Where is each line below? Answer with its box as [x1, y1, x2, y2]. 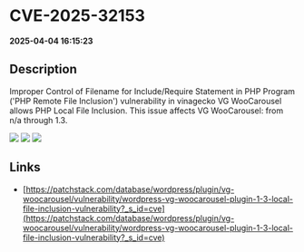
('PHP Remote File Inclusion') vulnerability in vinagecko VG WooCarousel [9, 95, 282, 106]
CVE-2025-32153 [9, 5, 145, 26]
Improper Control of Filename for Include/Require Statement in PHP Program [9, 85, 296, 96]
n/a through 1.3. [9, 114, 68, 125]
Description [9, 62, 77, 77]
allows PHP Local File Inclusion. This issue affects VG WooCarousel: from [9, 105, 284, 116]
